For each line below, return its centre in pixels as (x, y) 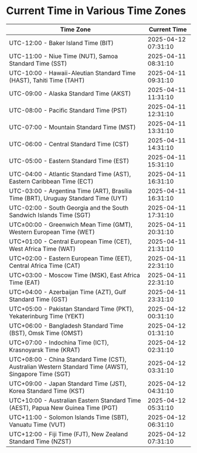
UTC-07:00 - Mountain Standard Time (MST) (72, 127)
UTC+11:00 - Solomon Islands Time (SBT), (69, 417)
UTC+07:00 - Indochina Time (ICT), (59, 342)
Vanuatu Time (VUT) (37, 424)
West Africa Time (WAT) (43, 248)
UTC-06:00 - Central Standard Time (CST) (69, 144)
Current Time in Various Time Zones (96, 11)
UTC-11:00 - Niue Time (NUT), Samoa (64, 56)
